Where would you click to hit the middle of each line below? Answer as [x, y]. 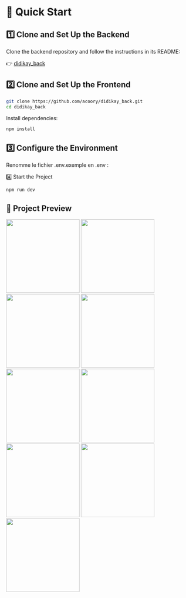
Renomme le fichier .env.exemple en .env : [58, 165]
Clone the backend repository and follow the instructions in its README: [93, 52]
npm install [21, 129]
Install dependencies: [32, 118]
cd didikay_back [26, 107]
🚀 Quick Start [39, 12]
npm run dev [21, 190]
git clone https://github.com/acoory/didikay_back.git [75, 101]
